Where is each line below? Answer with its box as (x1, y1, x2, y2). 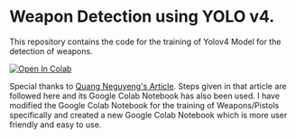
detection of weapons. (9, 45, 93, 56)
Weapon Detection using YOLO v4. (9, 6, 275, 27)
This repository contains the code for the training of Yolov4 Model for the (9, 36, 282, 47)
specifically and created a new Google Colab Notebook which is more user (9, 109, 288, 120)
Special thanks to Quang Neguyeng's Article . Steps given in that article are (9, 80, 287, 91)
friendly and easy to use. (9, 119, 102, 130)
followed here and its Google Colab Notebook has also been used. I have (9, 90, 280, 101)
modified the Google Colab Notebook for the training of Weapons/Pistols (9, 99, 280, 110)
